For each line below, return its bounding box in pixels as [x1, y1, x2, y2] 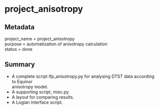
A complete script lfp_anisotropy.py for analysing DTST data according [11, 73, 155, 79]
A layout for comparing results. [11, 94, 74, 100]
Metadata [4, 23, 35, 31]
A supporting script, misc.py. [11, 89, 70, 95]
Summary [4, 60, 35, 69]
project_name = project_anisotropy [4, 36, 75, 42]
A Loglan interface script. [11, 99, 63, 105]
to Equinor [11, 78, 33, 84]
